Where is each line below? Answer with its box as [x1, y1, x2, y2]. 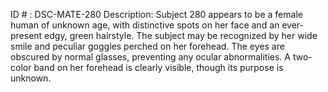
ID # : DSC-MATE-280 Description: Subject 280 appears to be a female [10, 9, 303, 20]
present [10, 30, 43, 41]
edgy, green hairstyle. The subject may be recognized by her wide [44, 30, 318, 41]
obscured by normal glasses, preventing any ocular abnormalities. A [10, 51, 291, 63]
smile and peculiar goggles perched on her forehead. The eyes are [10, 40, 285, 52]
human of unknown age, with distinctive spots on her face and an [10, 19, 280, 31]
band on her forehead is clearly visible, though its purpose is [33, 62, 284, 73]
